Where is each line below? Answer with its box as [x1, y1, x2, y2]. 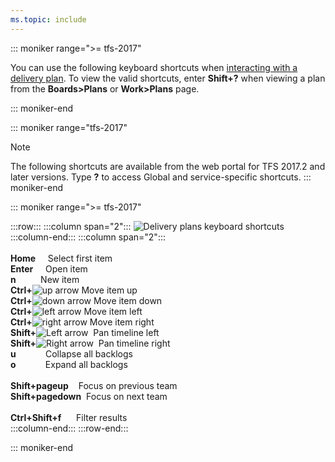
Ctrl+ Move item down [10, 294, 163, 306]
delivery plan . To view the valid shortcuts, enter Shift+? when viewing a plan [10, 72, 326, 84]
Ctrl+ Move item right [10, 316, 155, 328]
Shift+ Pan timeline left [10, 326, 160, 338]
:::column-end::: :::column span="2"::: [10, 231, 166, 243]
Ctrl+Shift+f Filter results [10, 411, 128, 423]
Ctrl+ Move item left [10, 305, 143, 317]
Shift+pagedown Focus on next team [10, 390, 168, 402]
